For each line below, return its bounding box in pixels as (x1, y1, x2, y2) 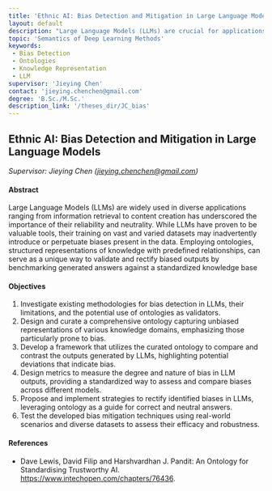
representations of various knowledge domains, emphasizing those (19, 325, 245, 335)
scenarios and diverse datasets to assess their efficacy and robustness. (19, 420, 261, 430)
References (8, 438, 49, 447)
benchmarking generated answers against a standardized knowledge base (8, 263, 257, 273)
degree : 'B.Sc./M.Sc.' (8, 95, 85, 103)
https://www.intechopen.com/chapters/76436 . (19, 473, 176, 483)
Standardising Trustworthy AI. (19, 464, 120, 474)
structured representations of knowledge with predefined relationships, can (8, 246, 261, 256)
